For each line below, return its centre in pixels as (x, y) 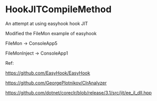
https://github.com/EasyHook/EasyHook (48, 73)
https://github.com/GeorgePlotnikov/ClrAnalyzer (56, 83)
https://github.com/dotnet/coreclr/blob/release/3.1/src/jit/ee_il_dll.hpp (78, 92)
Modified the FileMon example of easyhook (51, 33)
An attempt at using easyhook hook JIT (47, 23)
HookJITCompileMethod (58, 9)
